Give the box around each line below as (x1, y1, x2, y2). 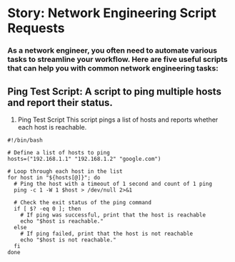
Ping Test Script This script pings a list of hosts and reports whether (17, 115, 219, 124)
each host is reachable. (17, 122, 87, 131)
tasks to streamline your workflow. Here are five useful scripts (7, 55, 228, 65)
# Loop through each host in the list (7, 167, 123, 175)
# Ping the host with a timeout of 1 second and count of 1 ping (14, 180, 213, 187)
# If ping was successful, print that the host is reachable (20, 211, 206, 219)
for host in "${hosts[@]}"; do (7, 174, 101, 181)
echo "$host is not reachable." (20, 236, 116, 243)
